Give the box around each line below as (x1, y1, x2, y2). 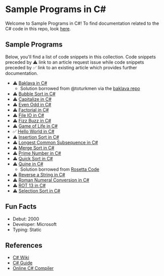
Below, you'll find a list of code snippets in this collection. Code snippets (5, 54, 156, 60)
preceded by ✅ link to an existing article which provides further (5, 64, 138, 70)
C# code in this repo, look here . (5, 25, 71, 31)
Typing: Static (12, 226, 42, 233)
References (5, 241, 43, 250)
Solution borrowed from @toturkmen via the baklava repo (20, 85, 140, 91)
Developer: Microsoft (12, 221, 57, 227)
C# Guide (12, 260, 33, 266)
